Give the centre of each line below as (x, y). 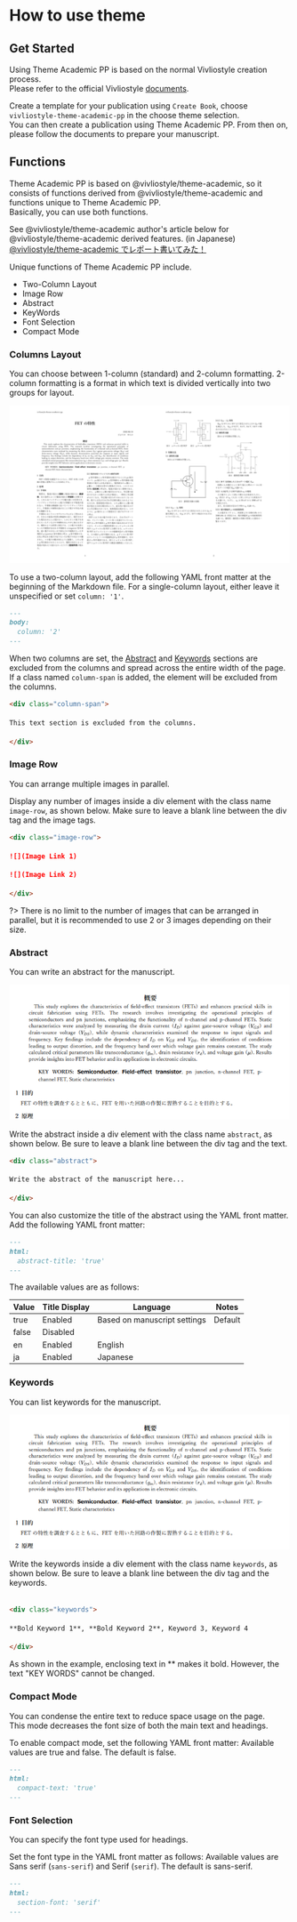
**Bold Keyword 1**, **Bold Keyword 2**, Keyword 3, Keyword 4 (129, 1628)
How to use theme (78, 16)
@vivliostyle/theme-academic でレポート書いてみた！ (108, 249)
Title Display (66, 1307)
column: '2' (40, 632)
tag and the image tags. (52, 820)
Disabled (59, 1332)
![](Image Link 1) (43, 856)
